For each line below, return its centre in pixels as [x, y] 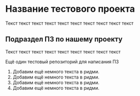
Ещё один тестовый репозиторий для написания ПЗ [62, 62]
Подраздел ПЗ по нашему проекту [64, 39]
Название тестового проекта [70, 9]
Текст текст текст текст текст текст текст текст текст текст [69, 23]
